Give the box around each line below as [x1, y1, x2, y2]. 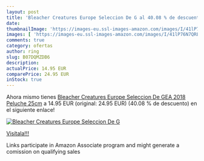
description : [6, 60, 39, 66]
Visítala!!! [6, 130, 29, 137]
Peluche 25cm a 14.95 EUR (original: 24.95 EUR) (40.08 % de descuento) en [6, 100, 197, 107]
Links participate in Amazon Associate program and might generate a [6, 142, 180, 149]
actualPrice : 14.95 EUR [6, 65, 67, 72]
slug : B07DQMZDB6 [6, 54, 50, 60]
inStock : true [6, 77, 42, 83]
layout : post [6, 9, 39, 15]
